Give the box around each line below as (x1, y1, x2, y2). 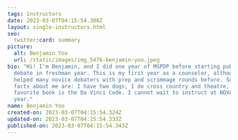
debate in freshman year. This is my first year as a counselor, (13, 69, 211, 76)
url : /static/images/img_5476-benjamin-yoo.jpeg (13, 57, 160, 64)
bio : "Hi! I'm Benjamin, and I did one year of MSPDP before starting (7, 63, 220, 70)
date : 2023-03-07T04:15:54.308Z (7, 17, 103, 24)
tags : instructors (7, 10, 62, 18)
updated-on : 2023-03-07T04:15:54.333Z (7, 115, 122, 122)
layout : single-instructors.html (7, 23, 106, 30)
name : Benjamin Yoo (7, 103, 65, 110)
